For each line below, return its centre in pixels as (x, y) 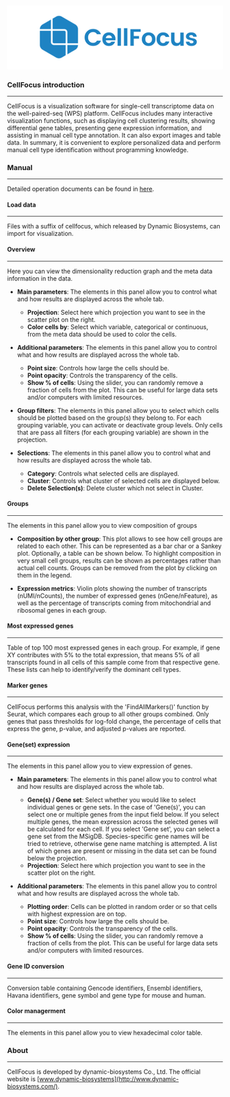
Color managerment (37, 1011)
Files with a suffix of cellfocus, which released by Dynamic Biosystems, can (114, 226)
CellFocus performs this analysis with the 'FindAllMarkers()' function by (108, 707)
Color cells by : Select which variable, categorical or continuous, (118, 327)
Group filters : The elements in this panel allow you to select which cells (118, 410)
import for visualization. (40, 234)
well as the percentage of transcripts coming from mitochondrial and (114, 603)
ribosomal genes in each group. (62, 610)
